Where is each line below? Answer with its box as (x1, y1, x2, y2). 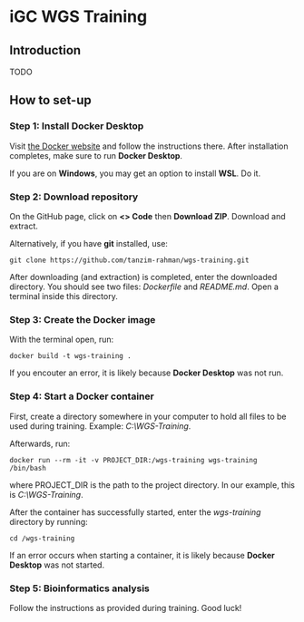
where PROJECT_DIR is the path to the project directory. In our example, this (9, 479, 295, 491)
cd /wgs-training (9, 533, 75, 543)
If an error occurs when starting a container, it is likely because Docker (9, 549, 275, 560)
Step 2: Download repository (9, 190, 139, 203)
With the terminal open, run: (9, 334, 114, 345)
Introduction (9, 43, 82, 58)
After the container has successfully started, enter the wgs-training (9, 506, 261, 518)
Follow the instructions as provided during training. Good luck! (9, 602, 242, 613)
